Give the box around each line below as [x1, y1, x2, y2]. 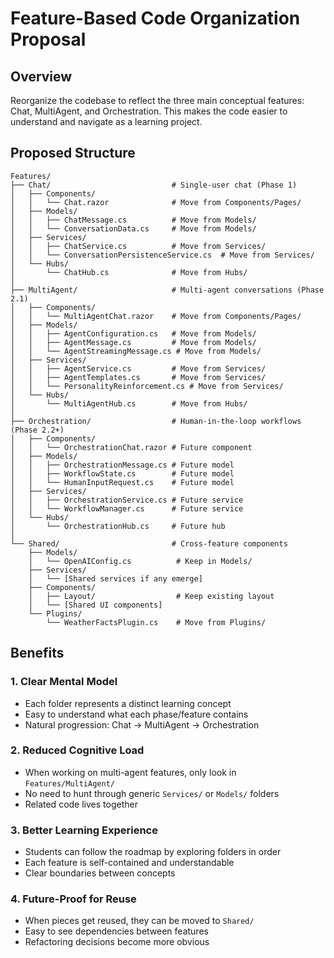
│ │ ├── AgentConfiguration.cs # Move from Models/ [10, 328, 257, 339]
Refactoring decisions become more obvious [24, 936, 210, 948]
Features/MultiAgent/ [24, 778, 115, 789]
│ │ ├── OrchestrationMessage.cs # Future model [10, 460, 235, 470]
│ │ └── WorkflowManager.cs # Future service [10, 503, 244, 514]
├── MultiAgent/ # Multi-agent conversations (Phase [10, 285, 325, 295]
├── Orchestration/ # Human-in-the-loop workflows [10, 416, 302, 426]
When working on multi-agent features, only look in [24, 766, 237, 778]
